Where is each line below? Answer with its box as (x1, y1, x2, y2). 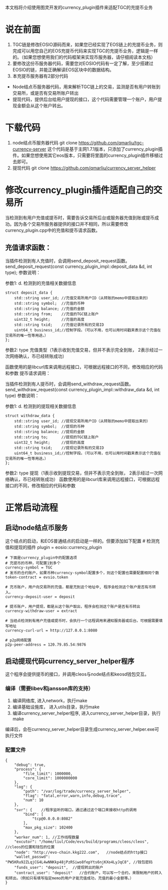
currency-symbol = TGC (5, 565, 53, 570)
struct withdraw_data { (5, 413, 55, 418)
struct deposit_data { (5, 290, 53, 295)
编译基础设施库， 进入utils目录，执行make (12, 704, 100, 710)
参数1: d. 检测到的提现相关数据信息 (5, 403, 77, 409)
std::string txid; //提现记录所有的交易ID (14, 445, 104, 450)
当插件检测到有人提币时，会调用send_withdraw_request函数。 (5, 381, 134, 387)
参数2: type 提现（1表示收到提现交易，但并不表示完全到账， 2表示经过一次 (5, 470, 159, 476)
